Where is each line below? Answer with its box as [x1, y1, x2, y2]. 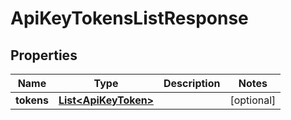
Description [163, 77, 221, 90]
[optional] [229, 93, 277, 107]
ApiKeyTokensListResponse [10, 7, 249, 30]
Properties [10, 47, 78, 64]
